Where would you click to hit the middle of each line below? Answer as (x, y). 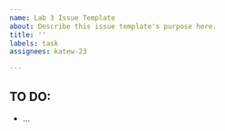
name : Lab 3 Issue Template (63, 18)
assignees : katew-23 (49, 52)
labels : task (34, 43)
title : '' (28, 35)
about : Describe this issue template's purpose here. (113, 26)
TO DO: (30, 96)
